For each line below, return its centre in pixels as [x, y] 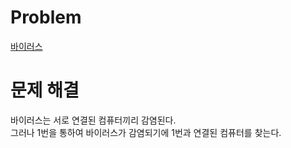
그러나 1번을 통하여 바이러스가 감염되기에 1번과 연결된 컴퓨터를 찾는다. [146, 132]
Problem [46, 17]
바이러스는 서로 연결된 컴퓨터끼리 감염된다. [93, 120]
